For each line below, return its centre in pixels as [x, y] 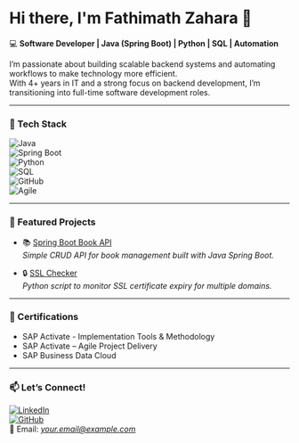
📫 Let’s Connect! [48, 387]
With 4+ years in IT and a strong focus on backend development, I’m [135, 83]
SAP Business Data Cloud [69, 355]
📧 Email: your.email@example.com [73, 429]
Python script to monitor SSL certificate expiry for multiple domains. [147, 285]
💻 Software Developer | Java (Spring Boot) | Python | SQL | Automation [144, 43]
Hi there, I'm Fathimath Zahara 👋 [131, 18]
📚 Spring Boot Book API [67, 242]
